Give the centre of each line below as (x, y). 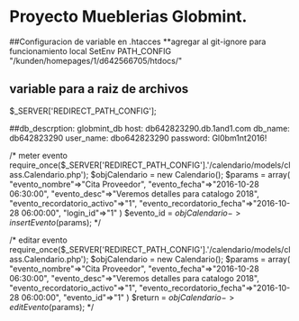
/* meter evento (38, 155)
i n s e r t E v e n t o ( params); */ (55, 222)
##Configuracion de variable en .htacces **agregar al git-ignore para (138, 41)
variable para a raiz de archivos (99, 89)
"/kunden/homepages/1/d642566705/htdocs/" (96, 60)
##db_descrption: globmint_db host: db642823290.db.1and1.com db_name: (149, 128)
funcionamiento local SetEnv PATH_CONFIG (91, 50)
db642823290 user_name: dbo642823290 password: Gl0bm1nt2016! (138, 138)
